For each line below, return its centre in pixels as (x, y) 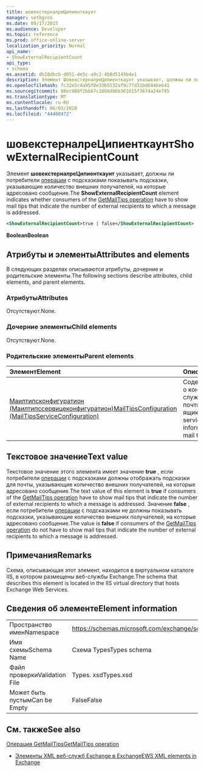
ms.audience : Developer (36, 29)
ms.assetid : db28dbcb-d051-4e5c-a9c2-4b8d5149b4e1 (72, 74)
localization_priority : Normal (46, 46)
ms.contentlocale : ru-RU (38, 102)
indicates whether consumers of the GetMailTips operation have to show (97, 200)
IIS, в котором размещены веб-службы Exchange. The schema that (92, 577)
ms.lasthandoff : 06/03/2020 (42, 108)
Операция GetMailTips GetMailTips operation (63, 744)
